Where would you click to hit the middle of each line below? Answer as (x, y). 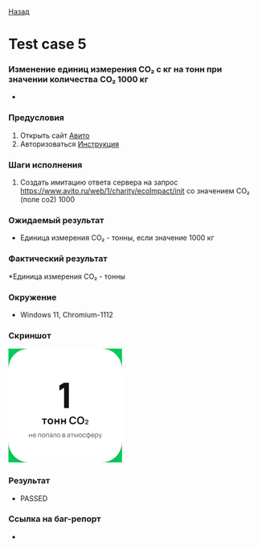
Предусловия (36, 118)
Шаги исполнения (45, 164)
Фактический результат (58, 259)
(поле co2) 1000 (47, 200)
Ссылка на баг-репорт (55, 519)
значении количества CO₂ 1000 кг (78, 80)
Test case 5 (47, 44)
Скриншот (30, 335)
